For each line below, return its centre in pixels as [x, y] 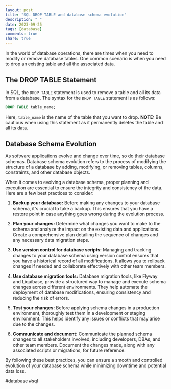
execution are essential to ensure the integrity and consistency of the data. [84, 188]
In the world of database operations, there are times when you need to [79, 53]
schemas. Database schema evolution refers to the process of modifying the [86, 162]
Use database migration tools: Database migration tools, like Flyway [85, 276]
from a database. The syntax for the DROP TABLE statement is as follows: [80, 98]
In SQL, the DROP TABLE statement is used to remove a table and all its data [83, 92]
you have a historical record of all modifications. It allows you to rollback [89, 261]
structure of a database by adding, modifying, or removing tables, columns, [85, 167]
